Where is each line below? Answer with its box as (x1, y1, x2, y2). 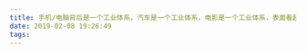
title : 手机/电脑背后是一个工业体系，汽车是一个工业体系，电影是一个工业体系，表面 (9, 13, 287, 22)
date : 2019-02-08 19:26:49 (9, 22, 112, 31)
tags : (9, 30, 30, 39)
